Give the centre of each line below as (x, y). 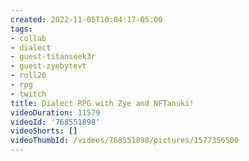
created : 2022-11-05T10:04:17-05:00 (86, 19)
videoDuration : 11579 (55, 112)
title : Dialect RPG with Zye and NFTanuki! (102, 103)
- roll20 (28, 76)
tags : (21, 29)
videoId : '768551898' (55, 122)
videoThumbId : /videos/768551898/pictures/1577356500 (125, 141)
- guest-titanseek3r (53, 57)
